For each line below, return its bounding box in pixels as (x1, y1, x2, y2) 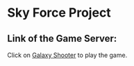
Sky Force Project (7, 5, 111, 21)
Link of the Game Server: (7, 33, 117, 44)
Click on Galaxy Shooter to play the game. (7, 51, 128, 59)
